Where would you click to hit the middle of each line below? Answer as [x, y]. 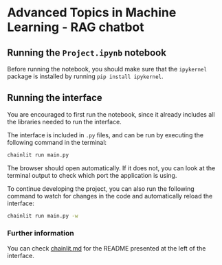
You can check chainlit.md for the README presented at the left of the [107, 248]
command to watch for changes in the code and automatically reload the [110, 196]
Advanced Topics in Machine [92, 13]
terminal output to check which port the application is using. [92, 175]
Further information [41, 233]
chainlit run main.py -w [43, 216]
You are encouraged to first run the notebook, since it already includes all [111, 114]
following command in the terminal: [57, 142]
